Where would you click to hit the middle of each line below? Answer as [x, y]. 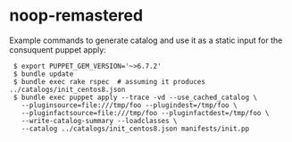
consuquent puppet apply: [58, 49]
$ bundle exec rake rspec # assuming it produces [109, 81]
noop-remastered [76, 16]
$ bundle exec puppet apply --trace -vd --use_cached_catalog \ [135, 97]
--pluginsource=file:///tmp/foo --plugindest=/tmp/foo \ [129, 105]
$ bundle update [43, 74]
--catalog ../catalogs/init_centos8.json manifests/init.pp [135, 129]
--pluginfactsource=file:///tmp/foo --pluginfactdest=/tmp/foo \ [145, 113]
